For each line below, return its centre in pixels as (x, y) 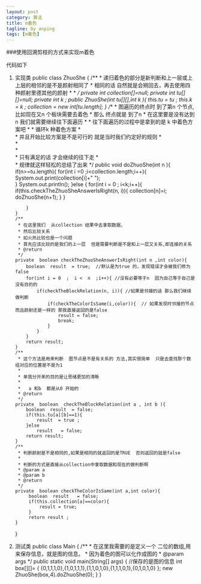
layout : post (22, 12)
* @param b (31, 476)
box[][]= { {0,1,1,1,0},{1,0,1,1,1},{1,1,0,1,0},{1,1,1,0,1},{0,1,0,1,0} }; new (94, 568)
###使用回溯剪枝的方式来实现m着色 (50, 52)
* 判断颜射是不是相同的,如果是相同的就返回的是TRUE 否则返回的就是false (99, 453)
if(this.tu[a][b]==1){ (54, 415)
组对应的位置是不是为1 (39, 365)
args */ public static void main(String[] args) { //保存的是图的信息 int (98, 562)
